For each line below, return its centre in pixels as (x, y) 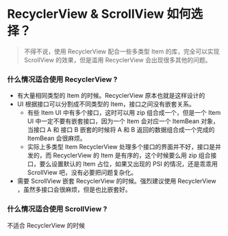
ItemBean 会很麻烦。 (56, 138)
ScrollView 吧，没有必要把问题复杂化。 (82, 172)
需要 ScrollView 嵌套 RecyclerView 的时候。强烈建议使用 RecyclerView (117, 181)
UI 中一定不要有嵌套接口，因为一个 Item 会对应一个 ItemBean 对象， (123, 121)
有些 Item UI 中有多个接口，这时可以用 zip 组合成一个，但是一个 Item (124, 113)
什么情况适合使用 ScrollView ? (57, 209)
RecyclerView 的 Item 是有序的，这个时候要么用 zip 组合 (132, 155)
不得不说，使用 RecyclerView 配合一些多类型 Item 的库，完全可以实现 (122, 51)
